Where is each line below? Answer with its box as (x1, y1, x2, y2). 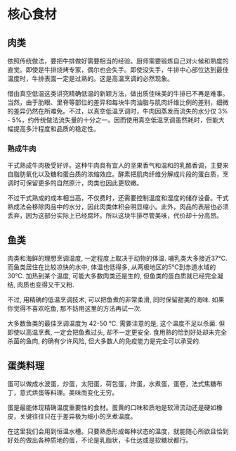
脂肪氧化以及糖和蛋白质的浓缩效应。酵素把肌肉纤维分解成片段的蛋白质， (13, 170, 223, 178)
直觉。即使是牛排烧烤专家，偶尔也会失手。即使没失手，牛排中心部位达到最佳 (7, 66, 229, 74)
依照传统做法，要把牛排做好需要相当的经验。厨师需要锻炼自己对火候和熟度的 (7, 57, 229, 65)
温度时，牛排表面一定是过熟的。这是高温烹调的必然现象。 (7, 75, 173, 82)
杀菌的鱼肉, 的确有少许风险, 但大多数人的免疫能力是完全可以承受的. (7, 337, 201, 345)
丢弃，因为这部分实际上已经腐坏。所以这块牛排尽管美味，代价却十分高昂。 (7, 211, 223, 220)
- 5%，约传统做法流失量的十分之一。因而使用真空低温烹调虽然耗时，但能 (7, 116, 219, 124)
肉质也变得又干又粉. (16, 280, 75, 289)
